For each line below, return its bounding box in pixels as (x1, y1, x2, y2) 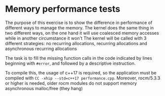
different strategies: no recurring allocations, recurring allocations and (5, 40, 148, 46)
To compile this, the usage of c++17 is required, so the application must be (5, 70, 157, 75)
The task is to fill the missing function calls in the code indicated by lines (5, 55, 152, 61)
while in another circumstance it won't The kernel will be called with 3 (5, 35, 147, 41)
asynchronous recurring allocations (5, 46, 77, 51)
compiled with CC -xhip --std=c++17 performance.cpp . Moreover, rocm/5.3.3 (5, 75, 161, 81)
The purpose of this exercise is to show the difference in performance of (5, 20, 153, 25)
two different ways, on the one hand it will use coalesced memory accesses (5, 30, 159, 36)
